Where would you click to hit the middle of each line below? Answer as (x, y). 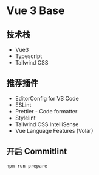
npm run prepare (27, 166)
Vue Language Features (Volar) (54, 130)
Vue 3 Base (36, 11)
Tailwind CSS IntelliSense (47, 124)
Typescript (29, 56)
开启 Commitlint (37, 152)
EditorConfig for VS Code (47, 98)
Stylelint (25, 118)
